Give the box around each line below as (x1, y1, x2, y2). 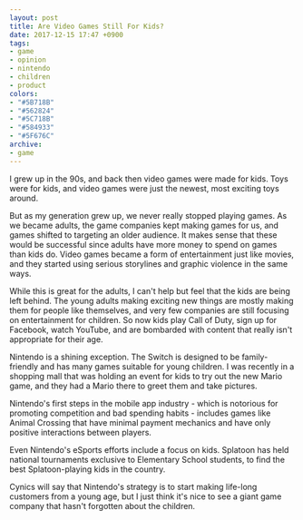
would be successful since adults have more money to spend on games (9, 239, 278, 250)
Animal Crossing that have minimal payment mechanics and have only (9, 417, 271, 427)
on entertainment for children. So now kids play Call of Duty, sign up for (9, 314, 278, 325)
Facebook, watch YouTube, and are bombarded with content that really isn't (9, 324, 293, 335)
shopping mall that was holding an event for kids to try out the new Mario (9, 370, 283, 381)
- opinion (9, 55, 47, 64)
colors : (9, 89, 39, 98)
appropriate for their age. (9, 333, 103, 345)
